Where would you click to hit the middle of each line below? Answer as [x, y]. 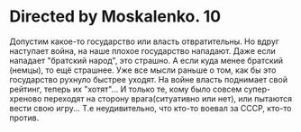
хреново [26, 98]
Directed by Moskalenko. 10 [115, 17]
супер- [257, 89]
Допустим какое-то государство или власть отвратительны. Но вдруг [144, 41]
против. [24, 118]
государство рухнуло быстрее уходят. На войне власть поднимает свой [149, 79]
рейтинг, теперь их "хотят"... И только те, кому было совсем [126, 89]
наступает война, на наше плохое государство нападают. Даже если [143, 50]
